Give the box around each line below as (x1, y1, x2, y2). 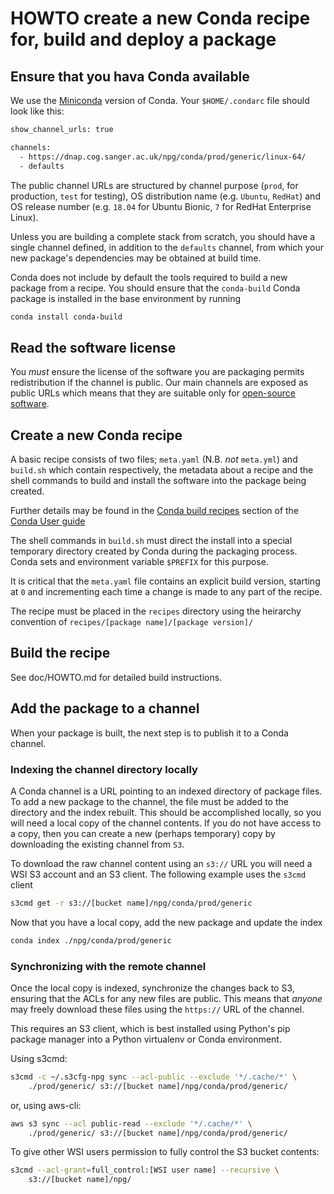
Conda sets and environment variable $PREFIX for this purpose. (10, 556, 269, 567)
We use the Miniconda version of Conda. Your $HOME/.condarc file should (10, 95, 310, 106)
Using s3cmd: (10, 1052, 68, 1064)
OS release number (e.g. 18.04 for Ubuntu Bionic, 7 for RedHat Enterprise (10, 200, 312, 212)
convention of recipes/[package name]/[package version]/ (10, 616, 254, 627)
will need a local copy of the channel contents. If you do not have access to (10, 817, 322, 829)
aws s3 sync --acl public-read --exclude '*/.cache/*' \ (10, 1118, 253, 1129)
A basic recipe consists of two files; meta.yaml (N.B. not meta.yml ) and (10, 453, 298, 465)
